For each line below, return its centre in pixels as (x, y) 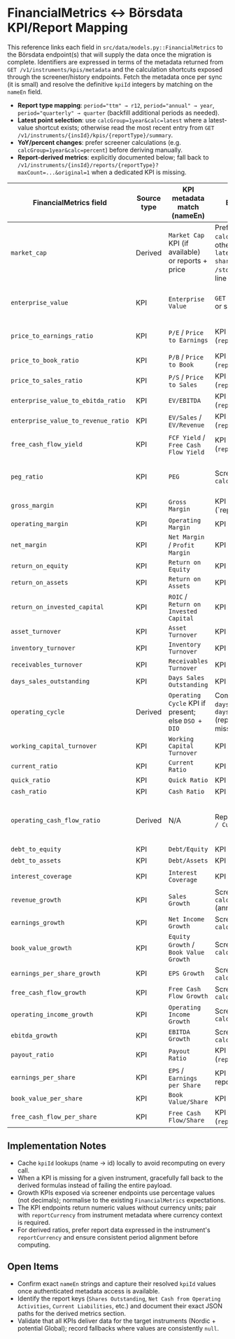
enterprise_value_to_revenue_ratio (70, 420)
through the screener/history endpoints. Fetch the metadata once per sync (115, 77)
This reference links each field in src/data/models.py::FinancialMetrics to (115, 47)
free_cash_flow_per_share (54, 1117)
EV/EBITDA (185, 401)
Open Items (33, 1267)
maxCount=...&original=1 (54, 173)
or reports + (188, 260)
